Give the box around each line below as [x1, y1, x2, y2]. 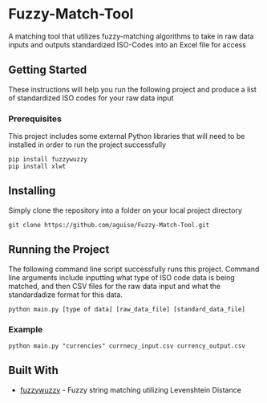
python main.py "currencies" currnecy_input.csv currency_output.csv [8, 342, 246, 350]
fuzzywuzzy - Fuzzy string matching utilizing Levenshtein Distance [19, 385, 242, 394]
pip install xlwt [8, 162, 67, 171]
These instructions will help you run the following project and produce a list [8, 84, 257, 94]
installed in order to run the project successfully [8, 140, 167, 149]
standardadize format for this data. [8, 290, 123, 299]
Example [8, 324, 43, 335]
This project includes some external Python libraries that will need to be [8, 132, 245, 141]
